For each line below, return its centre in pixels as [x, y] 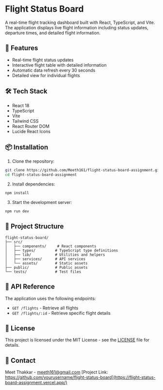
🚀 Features [22, 48]
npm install [17, 193]
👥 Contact [20, 361]
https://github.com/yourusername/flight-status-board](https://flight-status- [81, 377]
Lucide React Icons [31, 131]
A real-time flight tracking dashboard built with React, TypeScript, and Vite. [80, 22]
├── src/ [14, 242]
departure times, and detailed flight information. [53, 33]
